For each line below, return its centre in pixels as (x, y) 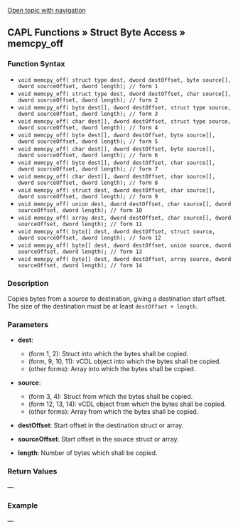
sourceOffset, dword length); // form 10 (80, 210)
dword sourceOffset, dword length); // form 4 (88, 127)
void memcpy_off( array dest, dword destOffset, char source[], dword (124, 218)
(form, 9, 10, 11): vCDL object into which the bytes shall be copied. (125, 361)
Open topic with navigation (47, 10)
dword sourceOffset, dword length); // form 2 (88, 100)
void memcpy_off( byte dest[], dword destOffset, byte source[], (116, 135)
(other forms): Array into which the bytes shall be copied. (112, 369)
